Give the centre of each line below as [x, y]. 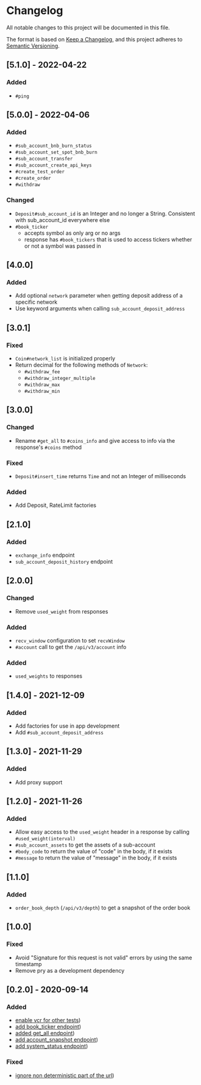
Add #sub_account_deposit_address [59, 732]
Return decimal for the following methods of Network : [81, 365]
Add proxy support [39, 782]
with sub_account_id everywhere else [62, 220]
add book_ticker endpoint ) [48, 1027]
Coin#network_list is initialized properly [65, 358]
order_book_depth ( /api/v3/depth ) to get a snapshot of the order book [103, 908]
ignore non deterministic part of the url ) [65, 1075]
